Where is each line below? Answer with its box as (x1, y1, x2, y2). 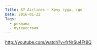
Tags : (5, 16, 16, 21)
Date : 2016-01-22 (5, 12, 41, 17)
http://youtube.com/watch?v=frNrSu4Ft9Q (5, 39, 92, 45)
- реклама (9, 21, 30, 26)
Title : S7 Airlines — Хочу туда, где (5, 7, 83, 12)
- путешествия (9, 26, 38, 31)
